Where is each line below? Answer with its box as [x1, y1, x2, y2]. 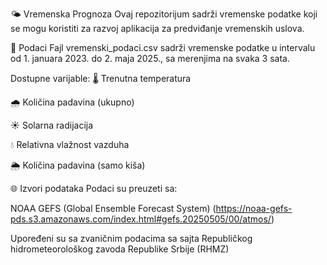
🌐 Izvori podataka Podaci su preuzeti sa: [10, 183, 178, 194]
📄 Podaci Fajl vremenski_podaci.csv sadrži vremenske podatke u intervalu [10, 42, 316, 53]
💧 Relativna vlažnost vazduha [10, 139, 130, 150]
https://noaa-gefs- [215, 203, 293, 214]
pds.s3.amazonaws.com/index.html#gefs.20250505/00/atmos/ [10, 213, 272, 225]
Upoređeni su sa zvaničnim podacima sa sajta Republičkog [10, 233, 253, 244]
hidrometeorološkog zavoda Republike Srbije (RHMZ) [10, 243, 230, 255]
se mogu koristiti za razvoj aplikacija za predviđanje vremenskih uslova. [10, 23, 305, 34]
